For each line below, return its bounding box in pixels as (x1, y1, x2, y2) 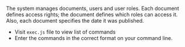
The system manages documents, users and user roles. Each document (6, 5, 180, 12)
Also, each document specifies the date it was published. (6, 17, 145, 24)
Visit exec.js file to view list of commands (14, 28, 116, 35)
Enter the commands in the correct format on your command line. (14, 35, 173, 41)
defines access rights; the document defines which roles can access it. (6, 11, 178, 18)
